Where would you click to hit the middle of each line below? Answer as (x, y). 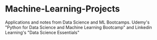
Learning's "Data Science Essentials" (42, 32)
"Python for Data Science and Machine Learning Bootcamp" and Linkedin (78, 27)
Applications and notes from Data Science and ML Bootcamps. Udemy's (77, 22)
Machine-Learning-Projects (62, 9)
